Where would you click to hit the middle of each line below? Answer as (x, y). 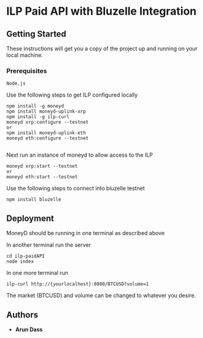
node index (20, 261)
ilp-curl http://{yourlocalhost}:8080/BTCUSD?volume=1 (78, 284)
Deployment (30, 218)
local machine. (25, 55)
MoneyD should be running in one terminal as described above (86, 233)
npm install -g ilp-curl (38, 117)
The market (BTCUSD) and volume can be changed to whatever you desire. (101, 296)
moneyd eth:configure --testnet (47, 138)
